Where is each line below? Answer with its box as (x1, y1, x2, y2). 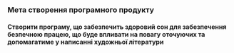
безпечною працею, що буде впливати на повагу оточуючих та (7, 30, 205, 38)
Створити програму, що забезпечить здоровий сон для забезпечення (7, 23, 227, 31)
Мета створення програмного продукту (7, 5, 155, 15)
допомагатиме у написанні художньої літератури (7, 37, 164, 46)
